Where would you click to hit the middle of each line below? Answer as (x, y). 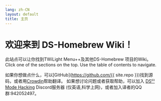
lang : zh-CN (17, 10)
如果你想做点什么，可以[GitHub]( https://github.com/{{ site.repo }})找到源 (79, 75)
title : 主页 (17, 19)
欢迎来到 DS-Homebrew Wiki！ (69, 45)
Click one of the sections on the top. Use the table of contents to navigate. (81, 65)
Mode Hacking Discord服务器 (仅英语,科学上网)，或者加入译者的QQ (74, 87)
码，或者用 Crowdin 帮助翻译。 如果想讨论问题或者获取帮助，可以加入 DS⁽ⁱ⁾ (80, 81)
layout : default (22, 14)
